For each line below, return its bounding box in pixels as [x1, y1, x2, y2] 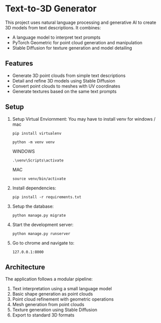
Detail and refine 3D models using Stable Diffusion [12, 78, 115, 83]
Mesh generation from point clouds [12, 302, 85, 308]
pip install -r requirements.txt [12, 194, 82, 199]
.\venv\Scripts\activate [12, 158, 64, 163]
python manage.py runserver [12, 231, 70, 236]
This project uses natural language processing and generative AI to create [5, 19, 157, 25]
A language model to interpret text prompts [12, 34, 101, 40]
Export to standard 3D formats [12, 312, 75, 318]
